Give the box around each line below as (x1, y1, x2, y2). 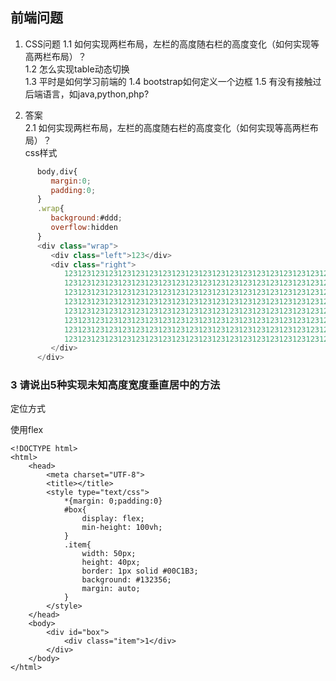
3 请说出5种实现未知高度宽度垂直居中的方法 (10, 378, 221, 392)
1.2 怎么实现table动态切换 (24, 63, 130, 75)
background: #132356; (81, 575, 172, 585)
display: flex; (81, 514, 145, 524)
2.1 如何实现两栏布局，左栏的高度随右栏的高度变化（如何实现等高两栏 (24, 121, 310, 133)
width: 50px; (81, 549, 137, 559)
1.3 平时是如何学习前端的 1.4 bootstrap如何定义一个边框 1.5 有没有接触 (24, 75, 313, 87)
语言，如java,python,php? (42, 88, 150, 100)
